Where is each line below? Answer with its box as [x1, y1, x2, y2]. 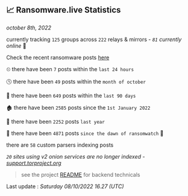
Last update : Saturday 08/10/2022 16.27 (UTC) [6, 183, 125, 190]
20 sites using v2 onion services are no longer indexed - [6, 153, 145, 160]
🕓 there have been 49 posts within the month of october [6, 78, 146, 85]
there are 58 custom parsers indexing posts [6, 141, 114, 148]
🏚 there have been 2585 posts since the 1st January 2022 [6, 104, 151, 111]
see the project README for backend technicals [20, 171, 140, 178]
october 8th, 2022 [6, 24, 52, 31]
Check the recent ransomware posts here [6, 54, 110, 61]
